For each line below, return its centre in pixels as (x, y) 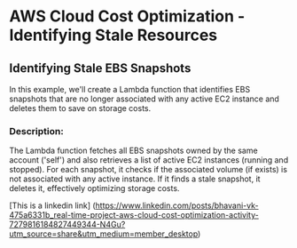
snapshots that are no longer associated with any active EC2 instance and (144, 99)
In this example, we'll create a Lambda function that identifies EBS (130, 89)
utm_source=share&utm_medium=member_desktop (104, 234)
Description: (36, 131)
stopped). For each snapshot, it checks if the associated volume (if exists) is (148, 170)
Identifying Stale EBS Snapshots (100, 68)
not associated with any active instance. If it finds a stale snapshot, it (135, 179)
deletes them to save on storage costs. (80, 108)
